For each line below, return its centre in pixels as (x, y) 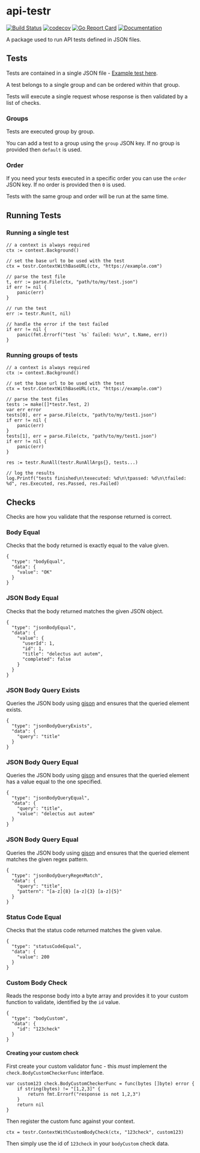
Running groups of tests (42, 355)
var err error (24, 410)
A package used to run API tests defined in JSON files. (74, 39)
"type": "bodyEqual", (39, 562)
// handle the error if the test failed (58, 324)
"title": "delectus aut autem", (62, 654)
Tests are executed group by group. (50, 131)
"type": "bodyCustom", (40, 1019)
